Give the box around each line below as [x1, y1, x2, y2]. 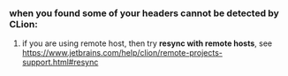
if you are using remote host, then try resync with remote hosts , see [21, 38, 273, 49]
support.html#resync [21, 57, 99, 68]
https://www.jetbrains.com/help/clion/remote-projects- [21, 48, 223, 58]
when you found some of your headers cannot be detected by [9, 7, 280, 19]
